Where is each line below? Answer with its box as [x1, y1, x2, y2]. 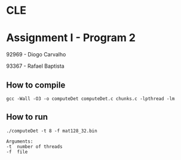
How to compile [6, 80, 66, 90]
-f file [6, 149, 28, 155]
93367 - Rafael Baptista [6, 62, 65, 70]
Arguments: [6, 138, 33, 144]
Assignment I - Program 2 [6, 31, 136, 45]
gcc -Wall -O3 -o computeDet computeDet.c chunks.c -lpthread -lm [6, 95, 175, 102]
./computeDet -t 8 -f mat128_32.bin [6, 128, 97, 134]
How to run [6, 112, 48, 122]
